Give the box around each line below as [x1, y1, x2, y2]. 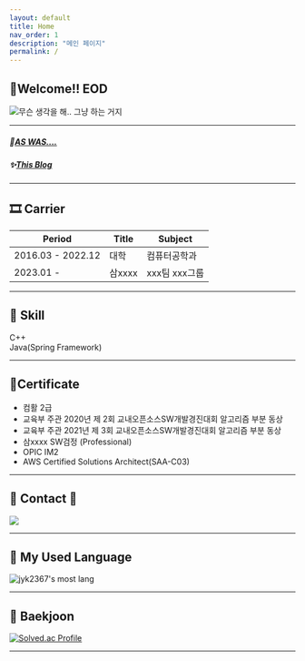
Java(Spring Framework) [9, 341, 103, 352]
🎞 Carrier [9, 201, 65, 217]
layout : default [9, 13, 71, 23]
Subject [158, 233, 192, 246]
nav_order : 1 [9, 30, 59, 39]
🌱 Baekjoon [9, 608, 75, 624]
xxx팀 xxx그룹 [146, 267, 204, 280]
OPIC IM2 [22, 446, 59, 457]
